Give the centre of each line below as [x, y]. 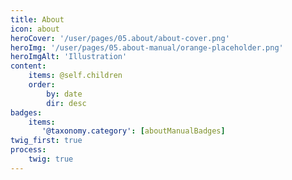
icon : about [35, 29]
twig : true [51, 159]
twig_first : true [46, 141]
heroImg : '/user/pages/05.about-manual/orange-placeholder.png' [147, 47]
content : [28, 66]
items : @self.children [75, 76]
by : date [64, 94]
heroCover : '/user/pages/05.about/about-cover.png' [120, 38]
